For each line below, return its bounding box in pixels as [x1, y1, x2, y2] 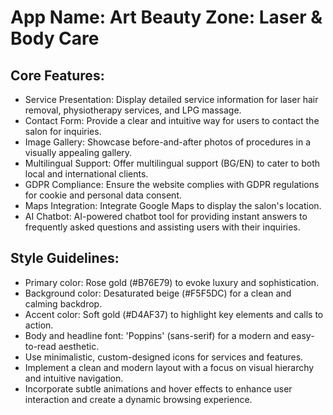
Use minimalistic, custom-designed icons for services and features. [24, 351, 304, 363]
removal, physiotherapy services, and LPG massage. [24, 104, 242, 116]
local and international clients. [24, 168, 149, 180]
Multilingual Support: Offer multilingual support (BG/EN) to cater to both [24, 157, 321, 169]
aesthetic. [58, 340, 100, 352]
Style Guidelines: [10, 250, 120, 267]
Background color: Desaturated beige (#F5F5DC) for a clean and [24, 287, 292, 299]
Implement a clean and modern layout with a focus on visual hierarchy [24, 361, 315, 373]
